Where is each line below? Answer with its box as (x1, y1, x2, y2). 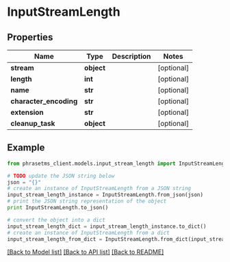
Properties (7, 31, 53, 43)
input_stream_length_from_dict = (7, 235, 103, 243)
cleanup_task (10, 119, 55, 128)
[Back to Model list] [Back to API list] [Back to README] (7, 248, 164, 257)
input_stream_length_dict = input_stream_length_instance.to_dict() (7, 223, 207, 230)
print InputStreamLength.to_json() (7, 205, 109, 211)
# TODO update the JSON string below (7, 172, 115, 179)
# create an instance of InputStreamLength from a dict (7, 229, 170, 236)
